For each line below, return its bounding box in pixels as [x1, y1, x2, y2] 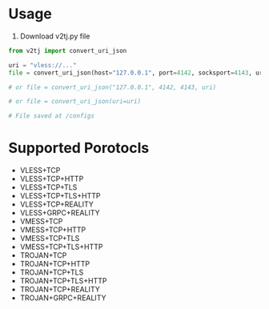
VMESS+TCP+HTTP [19, 225, 86, 235]
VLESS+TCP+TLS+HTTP [19, 191, 101, 201]
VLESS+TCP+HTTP [19, 174, 84, 184]
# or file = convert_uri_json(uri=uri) [8, 98, 142, 106]
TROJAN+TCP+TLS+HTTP [19, 276, 107, 286]
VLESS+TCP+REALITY [19, 199, 94, 209]
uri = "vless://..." [8, 61, 78, 69]
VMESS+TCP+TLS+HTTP [19, 242, 103, 252]
